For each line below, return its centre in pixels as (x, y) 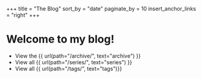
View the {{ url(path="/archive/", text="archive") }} (78, 56)
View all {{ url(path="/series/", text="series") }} (74, 62)
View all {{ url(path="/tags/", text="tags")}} (68, 68)
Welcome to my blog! (60, 39)
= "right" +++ (23, 15)
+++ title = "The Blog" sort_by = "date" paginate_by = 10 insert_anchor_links (101, 9)
